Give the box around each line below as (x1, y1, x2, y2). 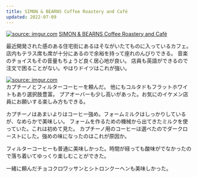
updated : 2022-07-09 (6, 14, 57, 20)
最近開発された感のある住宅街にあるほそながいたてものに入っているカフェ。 (6, 42, 192, 49)
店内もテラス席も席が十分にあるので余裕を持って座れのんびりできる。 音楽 (6, 49, 188, 56)
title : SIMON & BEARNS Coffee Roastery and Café (6, 8, 128, 15)
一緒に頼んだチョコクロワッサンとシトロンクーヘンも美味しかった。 (6, 165, 172, 172)
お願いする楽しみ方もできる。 (16, 98, 89, 105)
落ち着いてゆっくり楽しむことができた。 (11, 152, 110, 159)
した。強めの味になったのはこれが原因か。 (26, 132, 130, 139)
